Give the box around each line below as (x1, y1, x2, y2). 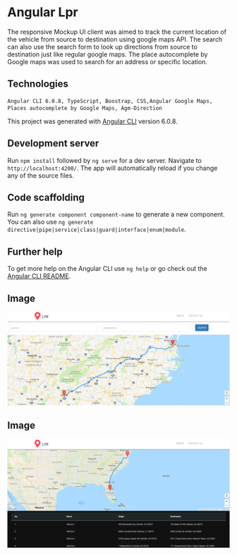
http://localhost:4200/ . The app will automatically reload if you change (7, 164, 218, 172)
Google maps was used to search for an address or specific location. (7, 57, 208, 66)
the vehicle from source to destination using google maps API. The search (7, 35, 223, 43)
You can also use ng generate (7, 218, 94, 226)
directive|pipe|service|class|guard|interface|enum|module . (7, 225, 186, 233)
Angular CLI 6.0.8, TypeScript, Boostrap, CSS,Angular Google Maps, (7, 97, 213, 104)
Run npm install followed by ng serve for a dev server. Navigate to (7, 156, 202, 164)
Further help (7, 245, 63, 257)
